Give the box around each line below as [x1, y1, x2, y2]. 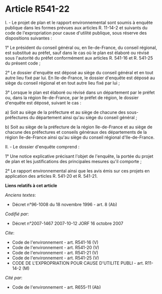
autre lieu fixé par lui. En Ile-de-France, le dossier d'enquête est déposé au [5, 75, 155, 81]
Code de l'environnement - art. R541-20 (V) [12, 244, 100, 250]
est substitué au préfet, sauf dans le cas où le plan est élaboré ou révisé [5, 50, 149, 56]
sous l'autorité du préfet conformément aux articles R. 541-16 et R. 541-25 [5, 55, 153, 61]
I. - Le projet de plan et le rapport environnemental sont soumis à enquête [5, 20, 153, 25]
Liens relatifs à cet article [5, 182, 57, 189]
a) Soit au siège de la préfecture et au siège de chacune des [5, 109, 126, 115]
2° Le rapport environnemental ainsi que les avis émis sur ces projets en [5, 168, 150, 174]
